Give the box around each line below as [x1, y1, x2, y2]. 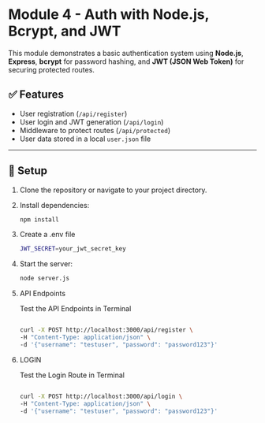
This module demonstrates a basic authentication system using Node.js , [8, 48, 244, 58]
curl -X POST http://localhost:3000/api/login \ [19, 392, 183, 400]
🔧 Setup [8, 164, 48, 178]
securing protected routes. [8, 65, 95, 74]
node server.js [19, 274, 70, 283]
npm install [19, 215, 59, 224]
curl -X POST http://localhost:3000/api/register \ [19, 326, 193, 334]
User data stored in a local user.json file [19, 134, 151, 143]
